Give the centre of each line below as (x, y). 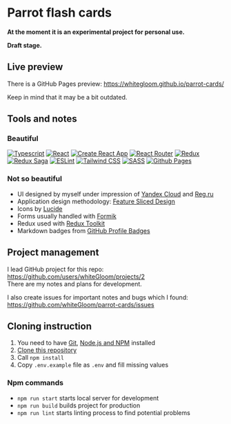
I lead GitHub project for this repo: (56, 269)
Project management (53, 253)
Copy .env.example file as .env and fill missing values (93, 365)
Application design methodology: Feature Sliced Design (96, 201)
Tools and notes (42, 119)
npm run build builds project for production (79, 405)
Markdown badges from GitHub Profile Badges (83, 230)
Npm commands (36, 383)
